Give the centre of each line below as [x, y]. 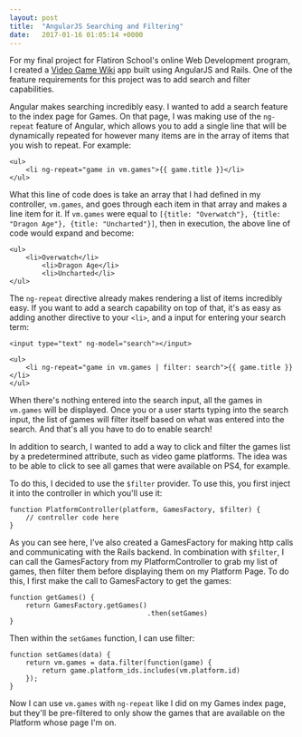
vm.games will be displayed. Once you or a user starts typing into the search [149, 410]
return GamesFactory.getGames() [86, 606]
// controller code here [72, 518]
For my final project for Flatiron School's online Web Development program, [150, 61]
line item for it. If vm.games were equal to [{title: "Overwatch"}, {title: [146, 214]
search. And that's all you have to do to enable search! [111, 429]
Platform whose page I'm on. [63, 722]
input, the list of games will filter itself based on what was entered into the [147, 420]
